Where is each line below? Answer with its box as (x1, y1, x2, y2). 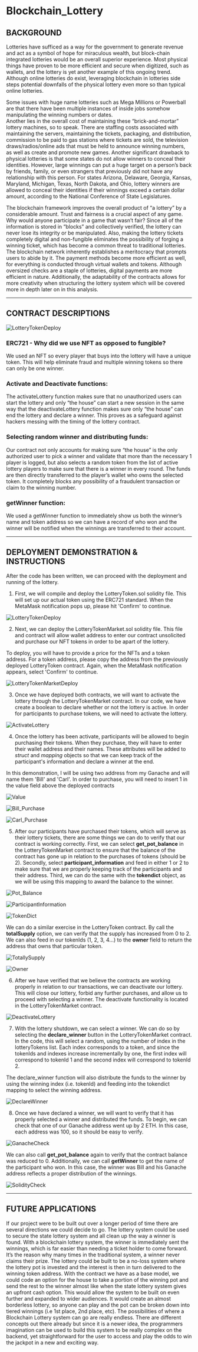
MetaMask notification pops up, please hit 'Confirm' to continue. (14, 602, 171, 610)
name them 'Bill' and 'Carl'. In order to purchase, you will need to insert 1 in (6, 776, 188, 783)
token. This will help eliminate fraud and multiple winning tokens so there (6, 359, 183, 366)
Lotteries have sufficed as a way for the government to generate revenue (6, 43, 184, 50)
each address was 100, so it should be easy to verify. (14, 1128, 144, 1135)
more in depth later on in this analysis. (6, 286, 98, 293)
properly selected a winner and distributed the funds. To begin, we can (14, 1115, 187, 1123)
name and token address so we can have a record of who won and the (6, 519, 177, 525)
